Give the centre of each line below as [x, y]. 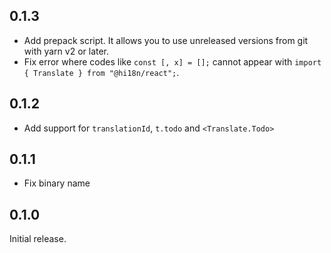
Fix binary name [57, 183]
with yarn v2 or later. [66, 51]
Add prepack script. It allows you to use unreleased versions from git [166, 40]
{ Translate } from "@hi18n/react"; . [101, 72]
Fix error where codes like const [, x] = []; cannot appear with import [172, 61]
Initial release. [38, 239]
